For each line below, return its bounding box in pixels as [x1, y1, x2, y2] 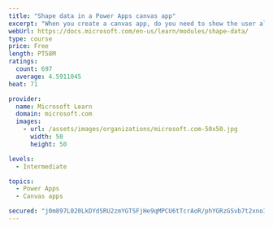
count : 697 [15, 65, 53, 73]
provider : [8, 94, 42, 103]
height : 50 [29, 140, 67, 148]
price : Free [8, 42, 49, 50]
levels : [8, 155, 35, 163]
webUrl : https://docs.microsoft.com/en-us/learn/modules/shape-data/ [8, 27, 249, 35]
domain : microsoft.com [15, 110, 93, 118]
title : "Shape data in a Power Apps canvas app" [8, 11, 176, 20]
